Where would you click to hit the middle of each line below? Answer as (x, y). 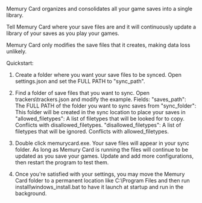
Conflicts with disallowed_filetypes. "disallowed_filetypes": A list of (98, 125)
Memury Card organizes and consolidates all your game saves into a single (99, 9)
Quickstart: (20, 63)
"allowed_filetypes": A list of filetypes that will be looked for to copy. (100, 118)
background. (31, 193)
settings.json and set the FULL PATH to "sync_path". (80, 81)
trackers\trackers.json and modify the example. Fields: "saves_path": (100, 99)
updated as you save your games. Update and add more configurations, (104, 156)
